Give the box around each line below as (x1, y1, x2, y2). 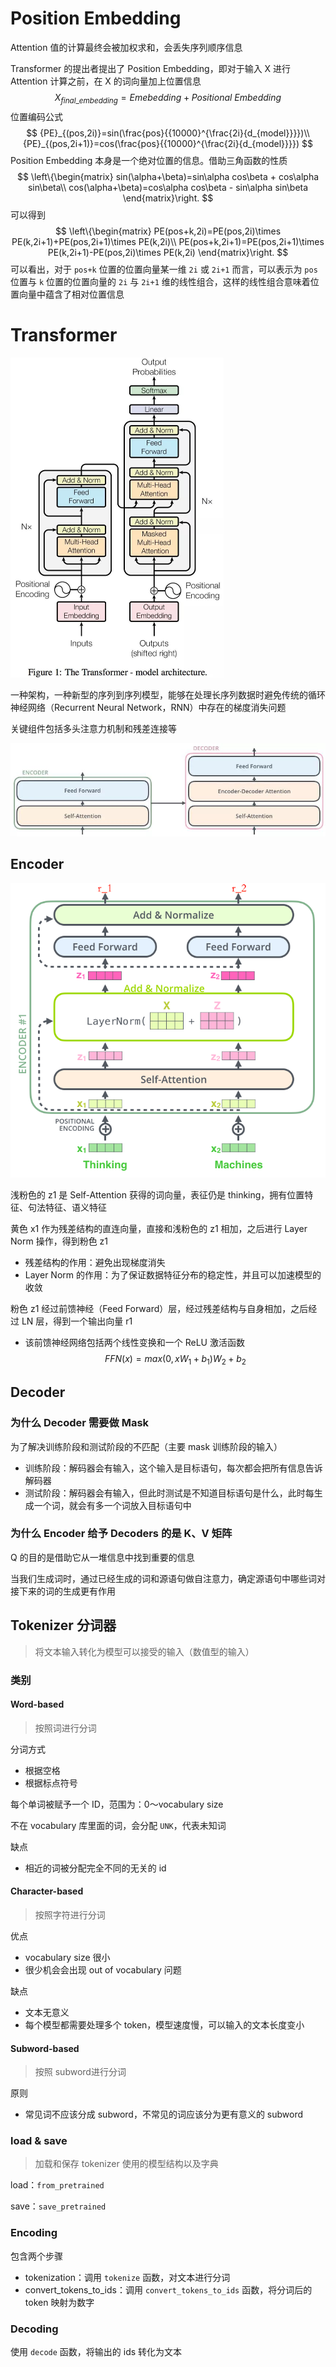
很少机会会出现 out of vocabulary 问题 (24, 1963, 182, 1976)
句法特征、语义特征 (27, 1202, 107, 1214)
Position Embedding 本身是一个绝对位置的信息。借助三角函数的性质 (10, 154, 288, 166)
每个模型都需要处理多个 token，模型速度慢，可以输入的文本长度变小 (24, 2018, 305, 2031)
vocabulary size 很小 (24, 1951, 111, 1963)
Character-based (10, 1885, 84, 1897)
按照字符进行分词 (34, 1908, 106, 1921)
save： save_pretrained (10, 2200, 107, 2212)
